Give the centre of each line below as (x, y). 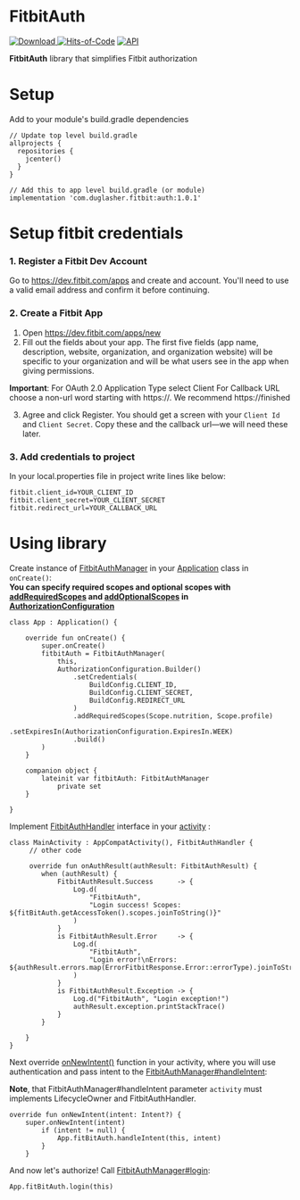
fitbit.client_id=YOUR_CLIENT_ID (71, 492)
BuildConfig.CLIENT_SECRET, (141, 692)
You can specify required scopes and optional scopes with (120, 587)
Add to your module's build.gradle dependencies (99, 119)
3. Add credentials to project (72, 457)
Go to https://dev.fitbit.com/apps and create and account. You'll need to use (149, 281)
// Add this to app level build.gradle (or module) (107, 190)
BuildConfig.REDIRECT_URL (137, 700)
